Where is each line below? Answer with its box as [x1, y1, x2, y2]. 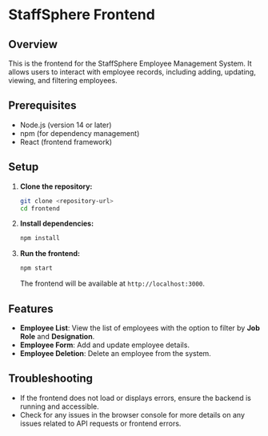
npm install [19, 234, 60, 242]
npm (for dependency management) [19, 128, 140, 138]
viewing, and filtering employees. [8, 76, 118, 85]
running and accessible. [19, 402, 100, 411]
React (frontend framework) [19, 137, 113, 146]
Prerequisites [8, 98, 77, 113]
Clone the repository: [19, 182, 93, 191]
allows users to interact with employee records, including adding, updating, [8, 67, 256, 77]
